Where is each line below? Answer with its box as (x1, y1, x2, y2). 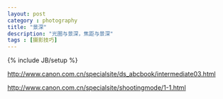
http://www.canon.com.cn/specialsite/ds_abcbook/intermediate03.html (7, 70, 216, 78)
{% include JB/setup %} (7, 56, 78, 64)
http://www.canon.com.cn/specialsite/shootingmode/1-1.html (7, 83, 186, 92)
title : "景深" (7, 23, 48, 30)
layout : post (7, 10, 46, 18)
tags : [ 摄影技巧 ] (7, 37, 58, 44)
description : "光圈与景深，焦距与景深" (7, 30, 114, 37)
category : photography (7, 17, 78, 24)
